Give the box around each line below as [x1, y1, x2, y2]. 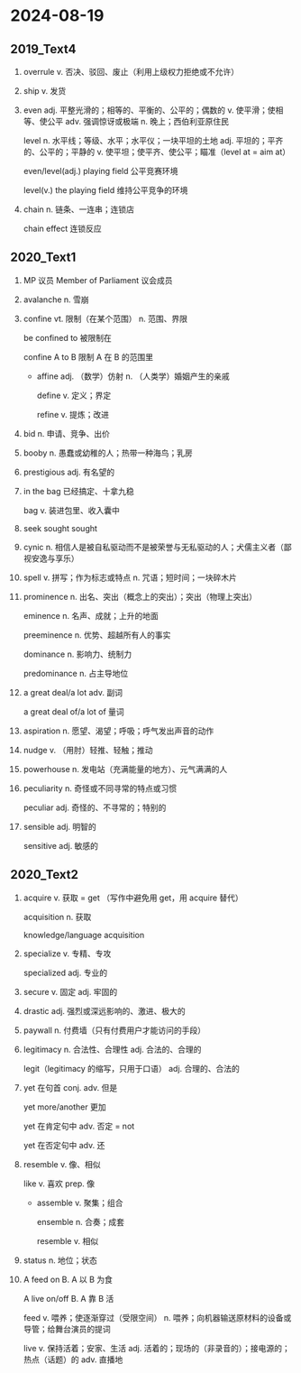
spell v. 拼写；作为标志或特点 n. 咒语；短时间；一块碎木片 [23, 572, 238, 583]
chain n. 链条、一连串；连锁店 [23, 204, 134, 215]
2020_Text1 [10, 250, 77, 265]
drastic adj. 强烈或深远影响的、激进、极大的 [23, 1005, 186, 1016]
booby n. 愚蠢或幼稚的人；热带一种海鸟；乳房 [23, 447, 193, 458]
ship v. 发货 [23, 86, 67, 96]
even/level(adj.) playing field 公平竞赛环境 [23, 166, 178, 176]
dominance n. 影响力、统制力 [23, 649, 132, 659]
